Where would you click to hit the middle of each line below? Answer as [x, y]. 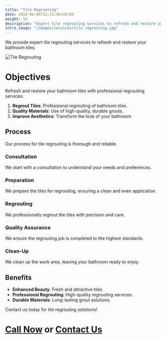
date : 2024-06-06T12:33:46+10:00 [40, 14]
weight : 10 [16, 19]
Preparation [20, 180]
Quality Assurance [28, 227]
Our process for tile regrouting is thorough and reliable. [61, 144]
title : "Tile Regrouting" [32, 10]
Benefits [19, 277]
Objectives [28, 77]
